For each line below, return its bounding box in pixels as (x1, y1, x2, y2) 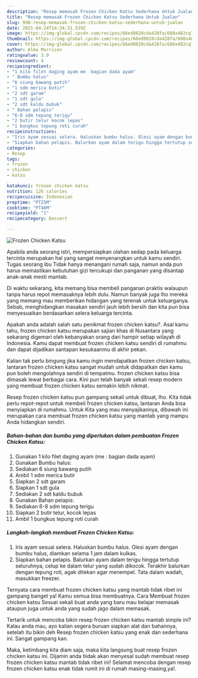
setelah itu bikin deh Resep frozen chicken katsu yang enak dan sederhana (6, 629, 189, 636)
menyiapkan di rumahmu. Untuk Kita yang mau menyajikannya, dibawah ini (6, 406, 189, 413)
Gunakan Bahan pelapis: (15, 497, 75, 504)
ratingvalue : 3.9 (6, 52, 49, 58)
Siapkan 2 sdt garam (15, 478, 66, 485)
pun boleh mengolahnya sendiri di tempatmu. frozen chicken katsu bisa (6, 370, 180, 376)
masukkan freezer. (15, 575, 61, 582)
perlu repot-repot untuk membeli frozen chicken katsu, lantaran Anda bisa (6, 400, 186, 407)
